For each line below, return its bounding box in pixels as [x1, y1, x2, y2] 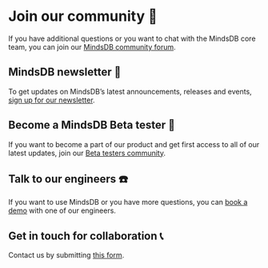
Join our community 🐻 [8, 7, 158, 26]
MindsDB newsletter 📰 [8, 66, 122, 79]
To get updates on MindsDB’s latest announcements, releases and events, [8, 86, 252, 96]
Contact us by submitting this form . [8, 250, 125, 260]
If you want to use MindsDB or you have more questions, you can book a [8, 198, 248, 207]
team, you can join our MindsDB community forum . [8, 42, 176, 51]
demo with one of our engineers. [8, 206, 116, 215]
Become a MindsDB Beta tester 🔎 [8, 118, 176, 132]
